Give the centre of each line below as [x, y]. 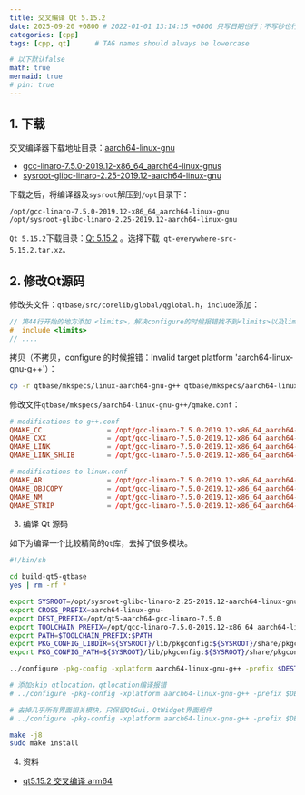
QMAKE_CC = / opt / [73, 430]
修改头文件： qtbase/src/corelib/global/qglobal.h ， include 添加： [135, 304]
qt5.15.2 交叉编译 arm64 [68, 781]
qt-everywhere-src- [200, 239]
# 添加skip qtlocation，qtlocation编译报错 [88, 685]
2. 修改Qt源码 [47, 281]
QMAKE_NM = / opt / [73, 497]
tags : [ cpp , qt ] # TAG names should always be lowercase [129, 43]
